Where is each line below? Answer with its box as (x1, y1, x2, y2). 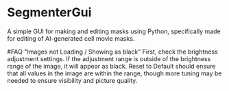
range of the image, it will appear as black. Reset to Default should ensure (7, 62, 216, 70)
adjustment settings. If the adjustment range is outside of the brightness (7, 54, 211, 62)
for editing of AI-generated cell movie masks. (7, 34, 135, 42)
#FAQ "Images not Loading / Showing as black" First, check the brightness (7, 48, 218, 56)
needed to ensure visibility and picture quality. (7, 76, 138, 84)
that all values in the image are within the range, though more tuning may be (7, 69, 222, 77)
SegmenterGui (7, 5, 92, 20)
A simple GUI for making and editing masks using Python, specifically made (7, 27, 221, 35)
